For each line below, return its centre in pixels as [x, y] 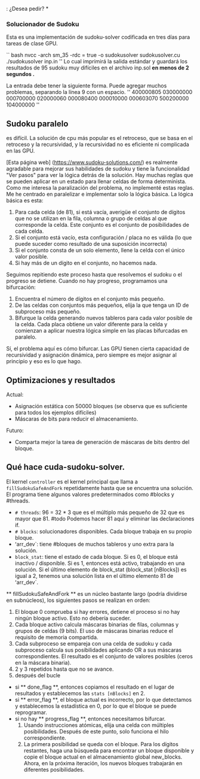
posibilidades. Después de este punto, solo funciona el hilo [96, 731]
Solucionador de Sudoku [43, 24]
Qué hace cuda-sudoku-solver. [66, 467]
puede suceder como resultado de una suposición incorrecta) [91, 244]
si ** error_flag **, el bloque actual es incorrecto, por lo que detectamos [103, 699]
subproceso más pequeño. [48, 312]
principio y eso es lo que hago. [44, 361]
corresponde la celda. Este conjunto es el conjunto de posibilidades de [102, 225]
